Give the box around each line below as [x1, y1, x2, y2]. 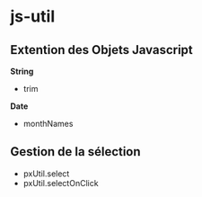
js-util [10, 6, 56, 27]
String [10, 66, 34, 76]
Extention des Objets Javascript [10, 42, 194, 58]
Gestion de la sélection [10, 144, 142, 159]
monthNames [22, 119, 74, 129]
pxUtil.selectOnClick [22, 177, 99, 188]
